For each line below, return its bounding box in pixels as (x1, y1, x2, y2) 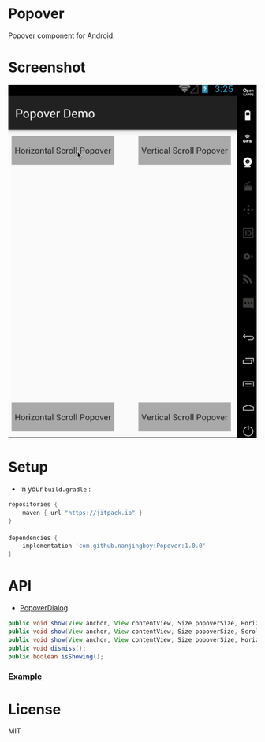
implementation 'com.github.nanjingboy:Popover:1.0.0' (22, 542, 207, 550)
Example (8, 671, 43, 682)
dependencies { (8, 534, 58, 542)
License (8, 700, 62, 718)
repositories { (8, 501, 58, 509)
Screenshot (8, 58, 86, 76)
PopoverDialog (19, 603, 69, 613)
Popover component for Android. (8, 31, 116, 40)
